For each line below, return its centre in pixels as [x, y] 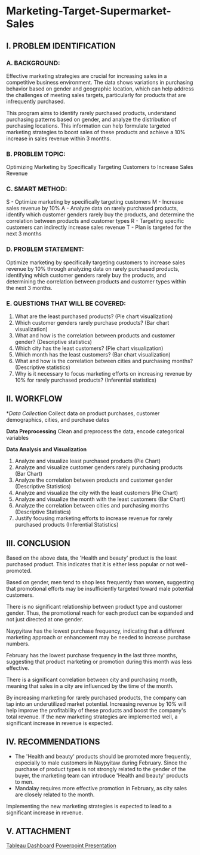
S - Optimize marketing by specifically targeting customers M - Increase [95, 202]
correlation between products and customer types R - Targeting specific [95, 221]
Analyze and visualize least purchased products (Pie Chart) [88, 461]
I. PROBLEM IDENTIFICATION [61, 46]
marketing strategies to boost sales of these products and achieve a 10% [96, 132]
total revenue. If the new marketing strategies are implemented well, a [92, 717]
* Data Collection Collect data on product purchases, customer [83, 413]
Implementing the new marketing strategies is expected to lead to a [89, 806]
